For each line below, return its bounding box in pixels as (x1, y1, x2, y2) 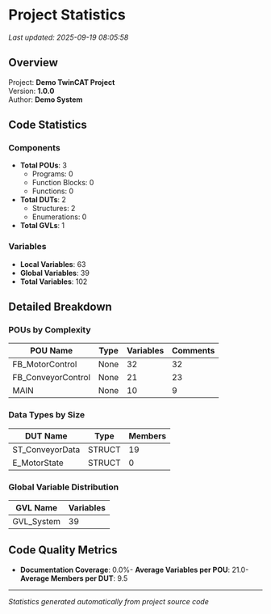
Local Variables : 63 (19, 259, 86, 269)
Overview (8, 56, 59, 70)
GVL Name (15, 502, 58, 514)
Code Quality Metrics (8, 544, 119, 557)
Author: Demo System (8, 95, 83, 104)
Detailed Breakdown (8, 300, 113, 314)
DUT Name (24, 430, 68, 442)
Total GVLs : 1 (19, 221, 65, 231)
